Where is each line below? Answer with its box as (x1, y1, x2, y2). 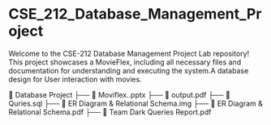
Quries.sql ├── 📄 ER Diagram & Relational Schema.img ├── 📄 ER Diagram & (8, 98, 264, 108)
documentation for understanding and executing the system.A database (8, 65, 249, 75)
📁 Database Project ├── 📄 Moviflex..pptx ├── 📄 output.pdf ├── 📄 (8, 90, 231, 99)
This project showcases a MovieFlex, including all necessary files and (8, 57, 242, 67)
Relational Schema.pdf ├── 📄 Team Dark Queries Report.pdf (8, 106, 212, 117)
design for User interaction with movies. (8, 74, 142, 84)
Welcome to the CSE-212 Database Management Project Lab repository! (8, 48, 250, 58)
